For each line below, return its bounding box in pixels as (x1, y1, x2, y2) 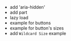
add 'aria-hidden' (9, 4, 45, 10)
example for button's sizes (9, 25, 64, 31)
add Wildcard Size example (9, 31, 67, 36)
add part (9, 9, 28, 15)
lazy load (9, 15, 29, 20)
